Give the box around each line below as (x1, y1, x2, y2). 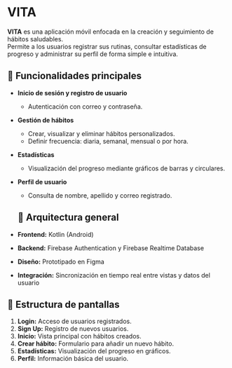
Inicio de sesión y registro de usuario (17, 88, 128, 97)
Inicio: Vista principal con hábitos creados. (17, 332, 142, 341)
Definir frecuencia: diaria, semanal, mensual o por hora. (27, 137, 189, 145)
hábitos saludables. (7, 34, 64, 43)
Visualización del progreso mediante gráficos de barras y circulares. (27, 164, 226, 172)
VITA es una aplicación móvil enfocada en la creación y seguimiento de (7, 27, 214, 36)
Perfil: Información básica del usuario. (17, 355, 129, 363)
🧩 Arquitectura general (17, 212, 119, 224)
